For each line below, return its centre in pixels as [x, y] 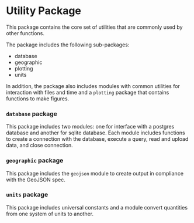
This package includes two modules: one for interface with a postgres [90, 127]
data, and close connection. [39, 146]
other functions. [25, 33]
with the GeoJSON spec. [36, 180]
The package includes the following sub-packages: [68, 45]
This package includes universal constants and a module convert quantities [97, 207]
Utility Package [44, 11]
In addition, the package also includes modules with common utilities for [93, 86]
